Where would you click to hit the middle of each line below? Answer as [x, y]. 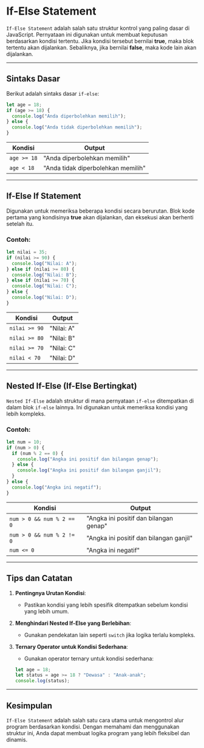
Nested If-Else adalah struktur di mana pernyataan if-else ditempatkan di [100, 401]
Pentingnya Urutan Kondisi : [50, 593]
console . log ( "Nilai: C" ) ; [45, 286]
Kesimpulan [29, 706]
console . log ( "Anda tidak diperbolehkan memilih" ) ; [77, 127]
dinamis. [17, 739]
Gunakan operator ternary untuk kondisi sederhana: [89, 658]
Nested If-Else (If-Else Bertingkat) [72, 386]
